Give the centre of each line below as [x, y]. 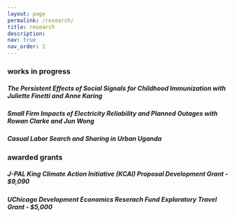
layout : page [26, 14]
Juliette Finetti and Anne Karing [55, 95]
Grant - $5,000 [30, 207]
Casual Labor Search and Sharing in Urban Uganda [85, 139]
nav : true [22, 40]
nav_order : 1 [26, 47]
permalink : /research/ [41, 20]
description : [26, 34]
